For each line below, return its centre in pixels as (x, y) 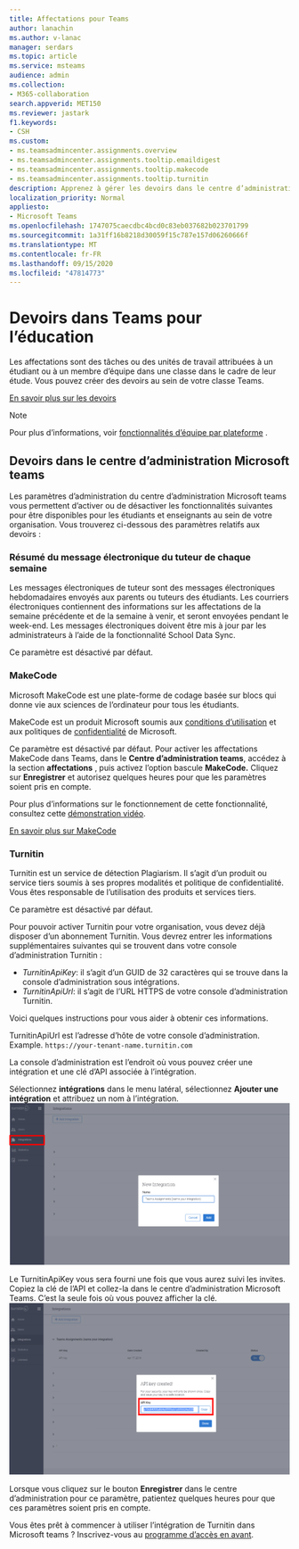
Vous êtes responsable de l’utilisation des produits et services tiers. (133, 891)
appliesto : (29, 207)
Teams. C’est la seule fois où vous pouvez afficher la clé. (113, 1297)
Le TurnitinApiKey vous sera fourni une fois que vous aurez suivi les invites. (148, 1279)
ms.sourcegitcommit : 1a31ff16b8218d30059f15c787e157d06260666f (129, 236)
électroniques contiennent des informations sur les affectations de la (135, 607)
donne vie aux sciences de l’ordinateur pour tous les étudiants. (124, 704)
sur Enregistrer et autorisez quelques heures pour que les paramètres (138, 777)
